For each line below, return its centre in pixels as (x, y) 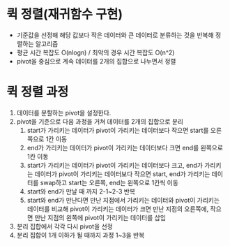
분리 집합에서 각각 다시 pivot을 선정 (64, 226)
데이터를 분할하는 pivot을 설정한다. (64, 113)
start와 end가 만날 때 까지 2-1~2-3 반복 (81, 191)
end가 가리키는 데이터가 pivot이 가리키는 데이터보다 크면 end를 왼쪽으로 (125, 147)
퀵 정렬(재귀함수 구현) (65, 14)
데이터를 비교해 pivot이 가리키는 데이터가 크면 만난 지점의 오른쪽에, (118, 209)
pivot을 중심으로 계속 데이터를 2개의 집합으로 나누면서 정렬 (96, 61)
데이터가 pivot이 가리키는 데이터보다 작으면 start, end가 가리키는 (122, 174)
